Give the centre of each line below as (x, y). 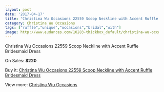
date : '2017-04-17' (25, 14)
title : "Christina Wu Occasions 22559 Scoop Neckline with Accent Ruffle (82, 18)
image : (12, 32)
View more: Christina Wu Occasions (41, 85)
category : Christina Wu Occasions (40, 23)
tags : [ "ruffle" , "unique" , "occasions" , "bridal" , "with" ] (63, 28)
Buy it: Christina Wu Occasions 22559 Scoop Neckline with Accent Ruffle (79, 70)
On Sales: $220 (21, 61)
